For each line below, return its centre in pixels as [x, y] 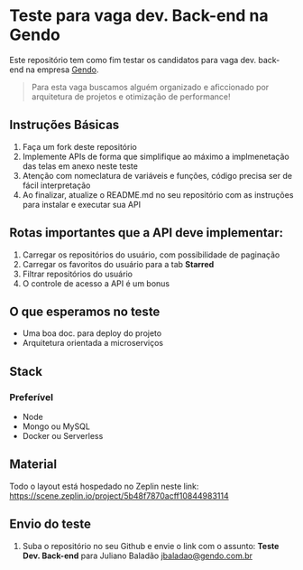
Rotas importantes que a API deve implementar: [147, 233]
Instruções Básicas [64, 125]
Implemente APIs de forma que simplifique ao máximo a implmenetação [156, 156]
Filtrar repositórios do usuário [78, 274]
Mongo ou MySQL [56, 426]
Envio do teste [50, 524]
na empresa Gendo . [62, 70]
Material [33, 465]
